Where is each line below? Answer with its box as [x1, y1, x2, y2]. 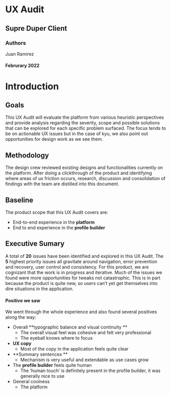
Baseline [5, 195, 34, 204]
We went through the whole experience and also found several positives [5, 309, 157, 315]
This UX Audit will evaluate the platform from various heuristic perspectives [5, 114, 164, 121]
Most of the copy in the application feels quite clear [20, 346, 129, 352]
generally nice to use [20, 373, 65, 379]
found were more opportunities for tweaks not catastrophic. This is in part [5, 275, 161, 281]
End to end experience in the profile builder [12, 225, 106, 231]
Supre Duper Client [5, 24, 67, 33]
